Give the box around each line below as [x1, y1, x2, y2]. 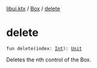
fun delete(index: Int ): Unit [6, 45, 83, 51]
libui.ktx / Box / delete [6, 5, 60, 12]
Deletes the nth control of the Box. [6, 56, 92, 63]
